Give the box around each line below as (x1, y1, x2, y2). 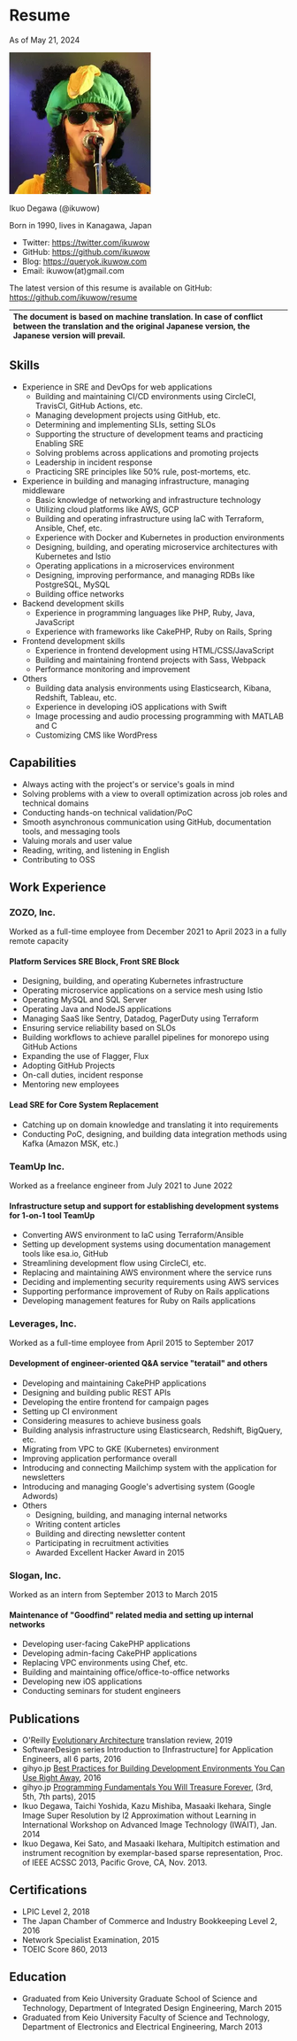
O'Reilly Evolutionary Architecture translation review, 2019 (21, 1735, 232, 1745)
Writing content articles (34, 1519, 121, 1529)
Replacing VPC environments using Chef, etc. (21, 1658, 188, 1668)
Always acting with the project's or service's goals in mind (21, 778, 235, 789)
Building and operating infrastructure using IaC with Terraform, (34, 513, 264, 523)
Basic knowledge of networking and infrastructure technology (34, 494, 262, 505)
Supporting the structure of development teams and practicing (34, 429, 263, 439)
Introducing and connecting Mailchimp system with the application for (21, 1462, 277, 1473)
